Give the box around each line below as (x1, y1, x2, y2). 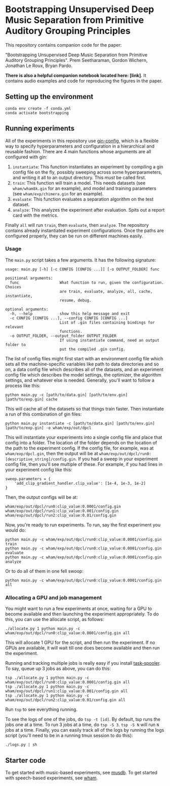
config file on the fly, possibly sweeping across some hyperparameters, (12, 169, 162, 175)
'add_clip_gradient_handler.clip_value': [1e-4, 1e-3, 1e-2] (14, 481, 146, 486)
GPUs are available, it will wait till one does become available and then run (5, 645, 160, 651)
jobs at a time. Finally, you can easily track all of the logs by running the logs (5, 727, 164, 733)
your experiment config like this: (5, 466, 72, 472)
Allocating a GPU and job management (5, 594, 102, 601)
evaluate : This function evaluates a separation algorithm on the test (12, 196, 154, 202)
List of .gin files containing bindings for (59, 320, 155, 325)
